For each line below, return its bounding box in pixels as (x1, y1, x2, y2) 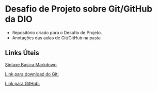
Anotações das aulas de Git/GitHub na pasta (12, 35, 101, 41)
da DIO (5, 14, 33, 25)
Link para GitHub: (5, 80, 40, 86)
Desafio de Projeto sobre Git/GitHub (5, 3, 153, 15)
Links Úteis (5, 49, 40, 57)
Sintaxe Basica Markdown (5, 61, 57, 67)
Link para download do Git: (5, 71, 59, 77)
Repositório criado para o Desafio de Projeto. (12, 30, 102, 35)
